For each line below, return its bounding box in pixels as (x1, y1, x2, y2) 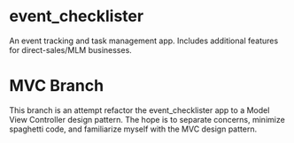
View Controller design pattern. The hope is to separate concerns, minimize (9, 114, 285, 124)
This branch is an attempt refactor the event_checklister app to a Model (9, 104, 270, 116)
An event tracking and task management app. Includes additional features (9, 35, 279, 46)
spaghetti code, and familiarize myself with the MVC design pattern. (9, 124, 258, 134)
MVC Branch (9, 76, 104, 96)
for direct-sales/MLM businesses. (9, 44, 133, 55)
